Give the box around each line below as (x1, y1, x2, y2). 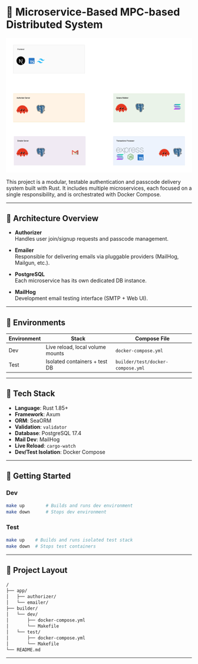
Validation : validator (14, 423, 67, 430)
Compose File (135, 335, 170, 342)
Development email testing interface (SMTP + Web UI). (14, 295, 148, 302)
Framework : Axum (14, 410, 61, 417)
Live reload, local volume (45, 344, 106, 351)
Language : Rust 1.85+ (14, 404, 69, 412)
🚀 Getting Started (6, 471, 71, 481)
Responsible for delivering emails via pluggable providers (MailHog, (14, 253, 179, 260)
